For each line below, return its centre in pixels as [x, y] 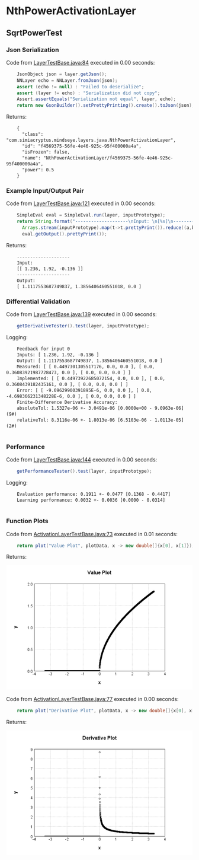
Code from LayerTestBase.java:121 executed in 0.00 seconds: [81, 203]
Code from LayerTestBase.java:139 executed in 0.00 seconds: [81, 314]
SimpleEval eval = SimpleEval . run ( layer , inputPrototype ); [91, 215]
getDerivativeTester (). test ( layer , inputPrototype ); [83, 326]
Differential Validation [38, 301]
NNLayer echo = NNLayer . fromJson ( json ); [67, 80]
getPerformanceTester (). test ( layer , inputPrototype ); [84, 472]
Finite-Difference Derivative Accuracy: [67, 402]
